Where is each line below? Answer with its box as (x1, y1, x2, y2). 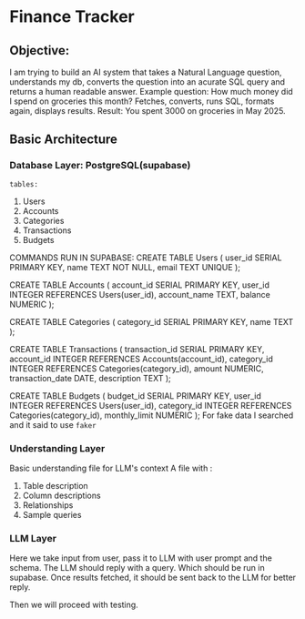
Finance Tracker (9, 6, 135, 27)
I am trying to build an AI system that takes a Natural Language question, (9, 66, 282, 77)
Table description (22, 480, 88, 491)
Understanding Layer (9, 441, 106, 454)
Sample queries (22, 509, 82, 520)
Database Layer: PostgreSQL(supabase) (9, 159, 191, 172)
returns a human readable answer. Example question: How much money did (9, 86, 293, 96)
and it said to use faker (9, 419, 97, 430)
